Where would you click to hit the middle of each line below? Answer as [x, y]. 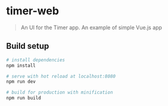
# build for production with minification [60, 93]
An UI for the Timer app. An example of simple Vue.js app [91, 27]
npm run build [24, 98]
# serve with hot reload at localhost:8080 [61, 76]
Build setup [28, 46]
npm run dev [21, 82]
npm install [21, 66]
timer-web [33, 11]
